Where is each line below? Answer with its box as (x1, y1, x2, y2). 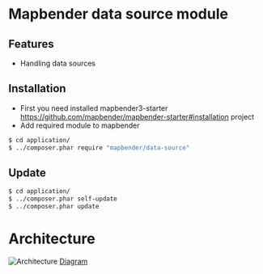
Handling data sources (19, 58, 96, 68)
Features (8, 37, 54, 51)
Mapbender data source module (8, 5, 229, 23)
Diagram (59, 256, 88, 266)
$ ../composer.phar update (8, 203, 100, 211)
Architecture (8, 230, 95, 248)
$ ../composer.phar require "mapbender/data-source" (8, 143, 190, 152)
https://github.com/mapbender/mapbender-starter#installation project (19, 112, 255, 121)
